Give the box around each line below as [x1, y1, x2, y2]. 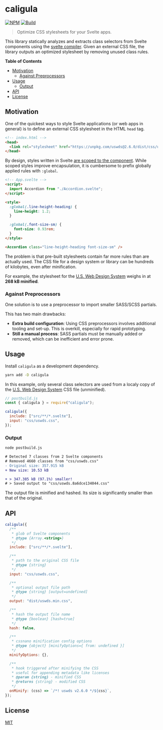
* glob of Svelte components [11, 531, 70, 536]
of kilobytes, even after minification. [5, 264, 77, 269]
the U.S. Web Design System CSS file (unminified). [5, 386, 106, 392]
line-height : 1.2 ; [14, 209, 51, 214]
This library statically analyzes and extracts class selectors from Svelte [5, 38, 147, 44]
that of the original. [5, 495, 43, 501]
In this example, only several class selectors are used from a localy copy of [5, 381, 155, 387]
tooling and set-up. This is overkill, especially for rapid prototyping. [12, 326, 147, 331]
